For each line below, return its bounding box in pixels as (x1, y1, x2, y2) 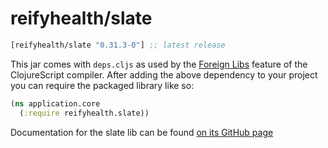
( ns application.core (10, 98, 101, 109)
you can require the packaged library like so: (10, 79, 195, 91)
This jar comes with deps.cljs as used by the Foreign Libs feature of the (10, 58, 308, 70)
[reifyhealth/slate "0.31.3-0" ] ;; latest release (10, 40, 226, 50)
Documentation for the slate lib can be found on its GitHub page (10, 126, 274, 138)
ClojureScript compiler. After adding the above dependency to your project (10, 68, 318, 81)
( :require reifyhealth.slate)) (19, 108, 150, 118)
